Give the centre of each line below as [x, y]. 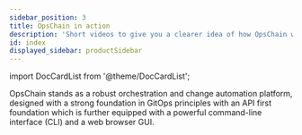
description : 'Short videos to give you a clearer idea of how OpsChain [148, 34]
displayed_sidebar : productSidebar [76, 51]
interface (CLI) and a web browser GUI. [82, 122]
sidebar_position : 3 [48, 17]
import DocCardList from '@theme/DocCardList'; [100, 76]
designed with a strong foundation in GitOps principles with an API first [141, 103]
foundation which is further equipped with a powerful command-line [136, 113]
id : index [28, 42]
